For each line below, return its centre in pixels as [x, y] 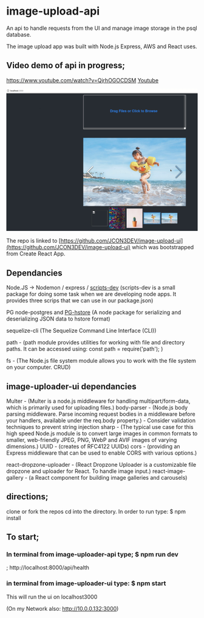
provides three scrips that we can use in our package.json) [80, 300]
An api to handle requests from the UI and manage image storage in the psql [102, 28]
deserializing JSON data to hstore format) [58, 319]
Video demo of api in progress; [66, 66]
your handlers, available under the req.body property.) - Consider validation [101, 420]
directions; [27, 497]
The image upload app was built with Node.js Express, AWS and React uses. [102, 46]
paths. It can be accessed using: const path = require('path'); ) [85, 349]
